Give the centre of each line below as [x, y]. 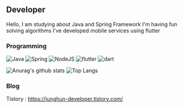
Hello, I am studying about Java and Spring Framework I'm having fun [92, 24]
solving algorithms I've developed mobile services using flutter [83, 30]
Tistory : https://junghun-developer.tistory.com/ [65, 99]
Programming [26, 46]
